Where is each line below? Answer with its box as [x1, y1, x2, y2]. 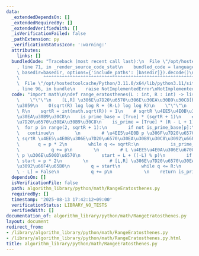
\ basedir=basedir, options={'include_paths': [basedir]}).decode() [17, 69, 190, 75]
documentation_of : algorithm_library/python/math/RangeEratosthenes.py [6, 213, 187, 219]
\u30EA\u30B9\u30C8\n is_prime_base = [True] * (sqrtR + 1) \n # [17, 113, 195, 119]
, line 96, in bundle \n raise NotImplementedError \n [17, 86, 158, 92]
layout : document [6, 219, 49, 225]
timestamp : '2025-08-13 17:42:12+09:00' [11, 197, 113, 203]
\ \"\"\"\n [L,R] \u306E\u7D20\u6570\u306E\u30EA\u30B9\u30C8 [17, 97, 190, 103]
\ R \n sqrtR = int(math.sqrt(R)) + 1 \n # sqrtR [17, 108, 152, 114]
